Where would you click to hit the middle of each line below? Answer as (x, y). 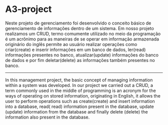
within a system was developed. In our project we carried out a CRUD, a (79, 85)
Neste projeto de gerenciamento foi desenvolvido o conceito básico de (78, 23)
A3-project (28, 9)
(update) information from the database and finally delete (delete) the (77, 111)
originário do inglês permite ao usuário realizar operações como (71, 44)
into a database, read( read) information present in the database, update (79, 106)
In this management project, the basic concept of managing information (79, 80)
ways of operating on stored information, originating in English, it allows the (83, 95)
